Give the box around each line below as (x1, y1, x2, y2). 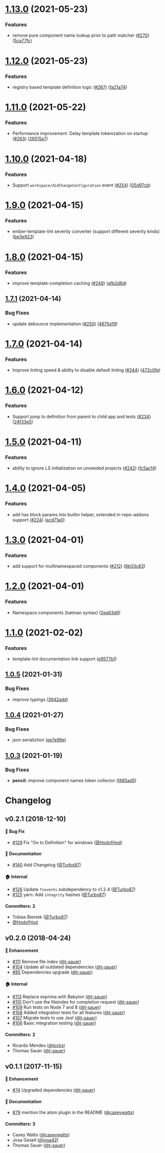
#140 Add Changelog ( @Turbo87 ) (12, 862, 82, 868)
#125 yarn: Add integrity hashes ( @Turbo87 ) (12, 892, 106, 898)
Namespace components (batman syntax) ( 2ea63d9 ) (12, 610, 121, 615)
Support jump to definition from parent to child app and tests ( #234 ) (12, 413, 151, 419)
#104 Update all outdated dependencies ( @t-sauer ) (12, 964, 118, 970)
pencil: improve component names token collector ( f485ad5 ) (12, 778, 137, 784)
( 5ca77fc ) (12, 38, 33, 44)
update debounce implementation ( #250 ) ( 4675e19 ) (12, 321, 118, 327)
